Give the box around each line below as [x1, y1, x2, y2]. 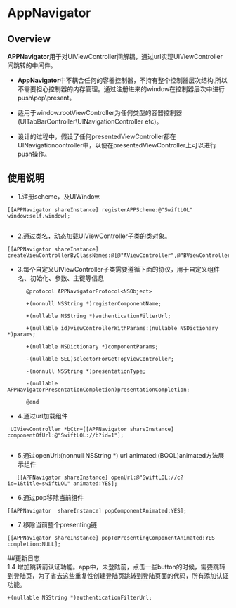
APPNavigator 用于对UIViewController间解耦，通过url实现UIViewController [7, 53, 223, 60]
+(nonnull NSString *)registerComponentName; [25, 300, 162, 307]
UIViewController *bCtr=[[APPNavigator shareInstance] [10, 425, 174, 432]
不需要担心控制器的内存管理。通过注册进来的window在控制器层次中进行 [17, 85, 225, 93]
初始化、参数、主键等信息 [29, 274, 104, 282]
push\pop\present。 [17, 93, 76, 102]
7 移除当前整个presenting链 [17, 520, 98, 529]
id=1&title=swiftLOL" [7, 480, 71, 487]
